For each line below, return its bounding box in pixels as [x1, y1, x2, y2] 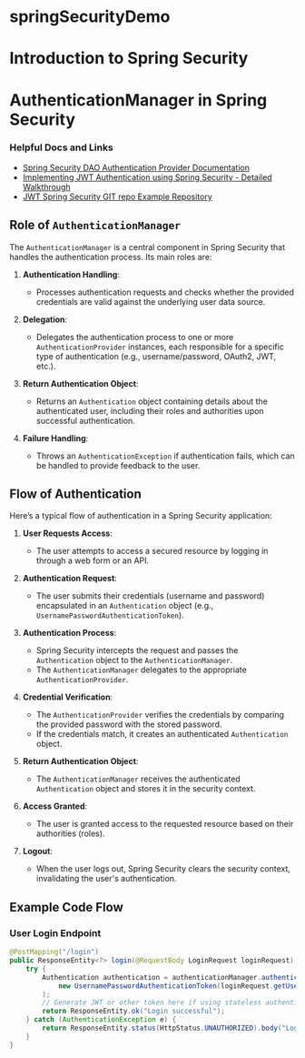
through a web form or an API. [35, 555, 150, 566]
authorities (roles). [35, 828, 105, 839]
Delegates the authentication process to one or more [35, 331, 234, 342]
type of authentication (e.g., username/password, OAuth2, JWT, [35, 350, 277, 361]
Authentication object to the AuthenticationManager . [35, 655, 233, 666]
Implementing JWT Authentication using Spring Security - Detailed [22, 171, 272, 183]
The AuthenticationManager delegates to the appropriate [35, 664, 247, 675]
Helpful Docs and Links [9, 141, 113, 154]
